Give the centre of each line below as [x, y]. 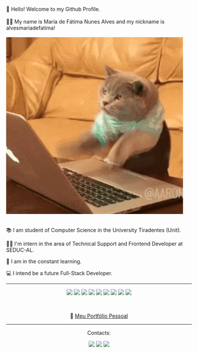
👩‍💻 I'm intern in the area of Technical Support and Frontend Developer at [95, 244]
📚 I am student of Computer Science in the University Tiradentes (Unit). [94, 230]
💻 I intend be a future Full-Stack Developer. [60, 273]
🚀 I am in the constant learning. [44, 261]
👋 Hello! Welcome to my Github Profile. [53, 9]
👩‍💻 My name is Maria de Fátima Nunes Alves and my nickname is [85, 22]
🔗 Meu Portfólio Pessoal [99, 316]
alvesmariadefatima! [31, 28]
